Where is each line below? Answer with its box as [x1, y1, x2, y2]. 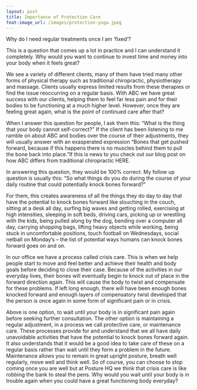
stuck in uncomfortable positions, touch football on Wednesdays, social [6, 230, 179, 237]
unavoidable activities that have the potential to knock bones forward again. [6, 334, 189, 341]
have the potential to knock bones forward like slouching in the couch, [6, 199, 176, 206]
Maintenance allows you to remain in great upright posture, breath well [6, 352, 177, 359]
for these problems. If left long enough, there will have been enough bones [6, 285, 186, 292]
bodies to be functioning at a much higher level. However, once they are [6, 102, 180, 109]
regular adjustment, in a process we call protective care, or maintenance [6, 321, 181, 328]
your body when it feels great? [6, 59, 80, 66]
